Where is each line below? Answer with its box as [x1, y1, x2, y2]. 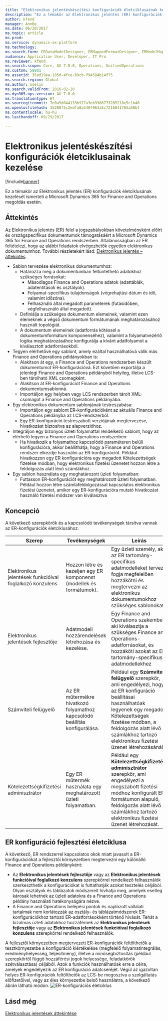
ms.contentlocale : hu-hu [5, 110, 57, 115]
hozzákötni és [110, 577, 144, 584]
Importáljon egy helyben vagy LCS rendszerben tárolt [19, 391, 130, 397]
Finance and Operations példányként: [5, 862, 82, 868]
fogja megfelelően [110, 571, 154, 578]
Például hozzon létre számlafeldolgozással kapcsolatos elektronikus [19, 481, 160, 487]
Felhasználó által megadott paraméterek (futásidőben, [27, 300, 139, 306]
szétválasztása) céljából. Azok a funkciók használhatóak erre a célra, [5, 961, 147, 967]
